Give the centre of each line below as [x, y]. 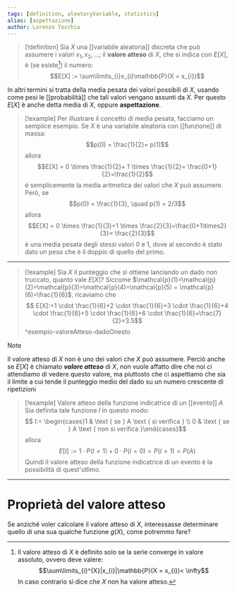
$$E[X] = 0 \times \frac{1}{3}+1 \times [83, 225]
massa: [35, 133]
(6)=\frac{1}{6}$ [48, 295]
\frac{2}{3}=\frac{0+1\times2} [183, 225]
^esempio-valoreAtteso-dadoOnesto [77, 331]
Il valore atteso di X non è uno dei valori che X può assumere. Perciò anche [116, 359]
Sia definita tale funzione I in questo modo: [87, 410]
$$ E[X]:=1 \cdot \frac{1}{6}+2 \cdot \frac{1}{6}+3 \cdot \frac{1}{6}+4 [127, 305]
